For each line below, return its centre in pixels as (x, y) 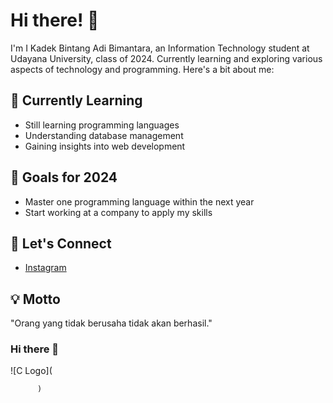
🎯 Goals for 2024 (64, 177)
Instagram (45, 268)
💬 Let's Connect (61, 243)
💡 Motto (35, 299)
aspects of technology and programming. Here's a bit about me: (142, 69)
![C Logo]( (31, 371)
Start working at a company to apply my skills (118, 212)
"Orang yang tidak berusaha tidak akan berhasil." (111, 323)
